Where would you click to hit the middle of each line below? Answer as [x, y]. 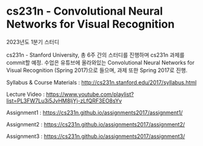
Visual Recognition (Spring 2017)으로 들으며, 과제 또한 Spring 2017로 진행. [97, 70]
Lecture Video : [26, 94]
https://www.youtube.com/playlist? [90, 94]
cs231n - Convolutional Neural [85, 11]
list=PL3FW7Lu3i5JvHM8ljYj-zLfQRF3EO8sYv [64, 100]
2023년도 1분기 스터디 [33, 42]
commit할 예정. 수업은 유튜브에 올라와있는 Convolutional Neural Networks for [101, 62]
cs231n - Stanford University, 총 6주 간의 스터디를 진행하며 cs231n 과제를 [95, 55]
